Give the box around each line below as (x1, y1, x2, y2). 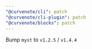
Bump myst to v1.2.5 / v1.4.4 (5, 36, 77, 44)
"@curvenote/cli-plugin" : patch (5, 14, 86, 20)
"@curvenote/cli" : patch (5, 8, 68, 15)
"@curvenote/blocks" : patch (5, 20, 76, 26)
